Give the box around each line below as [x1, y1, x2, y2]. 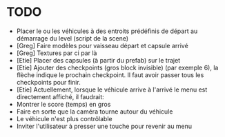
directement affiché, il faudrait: [16, 92, 104, 101]
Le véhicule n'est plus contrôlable [16, 114, 112, 123]
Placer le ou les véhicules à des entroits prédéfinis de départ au [16, 27, 198, 35]
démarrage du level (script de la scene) [16, 34, 129, 42]
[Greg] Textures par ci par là [16, 49, 97, 57]
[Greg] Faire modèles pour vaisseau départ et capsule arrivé [16, 41, 189, 50]
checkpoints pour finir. [16, 78, 81, 86]
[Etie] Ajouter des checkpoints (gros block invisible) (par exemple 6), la [16, 63, 219, 72]
